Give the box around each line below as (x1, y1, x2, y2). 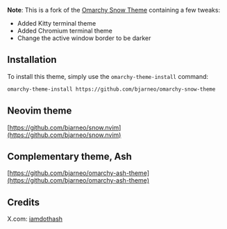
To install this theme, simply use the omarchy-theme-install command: (7, 72, 209, 80)
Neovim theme (7, 105, 72, 117)
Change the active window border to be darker (17, 34, 151, 42)
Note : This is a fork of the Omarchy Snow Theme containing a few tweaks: (7, 6, 221, 14)
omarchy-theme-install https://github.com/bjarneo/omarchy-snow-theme (7, 86, 216, 93)
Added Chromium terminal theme (17, 27, 112, 35)
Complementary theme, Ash (7, 150, 132, 162)
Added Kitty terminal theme (17, 19, 96, 27)
